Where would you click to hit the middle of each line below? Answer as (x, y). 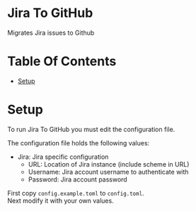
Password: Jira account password (77, 179)
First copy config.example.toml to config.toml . (76, 193)
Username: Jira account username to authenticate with (108, 172)
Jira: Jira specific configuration (63, 157)
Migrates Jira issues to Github (51, 33)
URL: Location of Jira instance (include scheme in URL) (109, 164)
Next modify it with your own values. (61, 201)
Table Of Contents (62, 61)
